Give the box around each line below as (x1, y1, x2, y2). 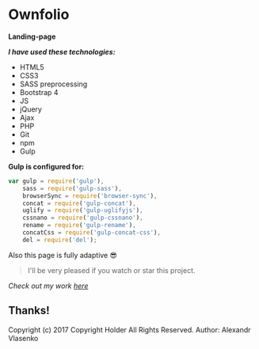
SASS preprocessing (19, 79, 88, 89)
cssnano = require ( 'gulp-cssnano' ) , (22, 214, 144, 222)
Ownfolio (8, 6, 70, 24)
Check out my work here (8, 281, 89, 290)
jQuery (19, 104, 42, 114)
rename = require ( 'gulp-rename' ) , (22, 222, 136, 230)
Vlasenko (8, 333, 39, 343)
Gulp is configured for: (8, 161, 85, 171)
